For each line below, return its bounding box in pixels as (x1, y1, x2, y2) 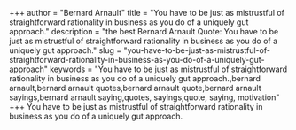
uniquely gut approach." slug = (9, 45, 122, 56)
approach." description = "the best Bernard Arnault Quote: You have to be (9, 27, 279, 36)
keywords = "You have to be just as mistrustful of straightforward (50, 64, 288, 74)
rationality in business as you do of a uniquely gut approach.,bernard (9, 73, 261, 83)
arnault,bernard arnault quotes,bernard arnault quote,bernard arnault (9, 83, 261, 93)
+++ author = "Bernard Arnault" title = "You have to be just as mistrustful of (9, 8, 285, 18)
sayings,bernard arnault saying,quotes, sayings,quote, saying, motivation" (9, 92, 280, 103)
